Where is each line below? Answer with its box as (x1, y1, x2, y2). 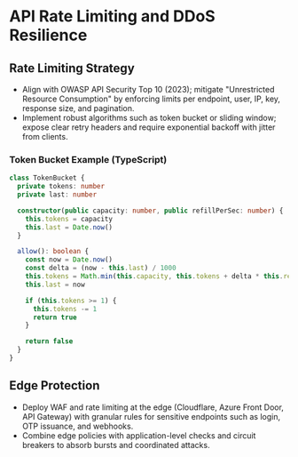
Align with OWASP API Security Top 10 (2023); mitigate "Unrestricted (21, 84, 275, 94)
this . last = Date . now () (25, 222, 114, 232)
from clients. (21, 132, 68, 141)
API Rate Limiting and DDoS (9, 6, 216, 27)
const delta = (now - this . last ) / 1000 (25, 264, 176, 273)
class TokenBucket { (9, 173, 86, 183)
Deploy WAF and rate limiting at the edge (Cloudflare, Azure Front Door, (21, 402, 284, 413)
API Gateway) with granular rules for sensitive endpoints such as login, (21, 411, 281, 421)
